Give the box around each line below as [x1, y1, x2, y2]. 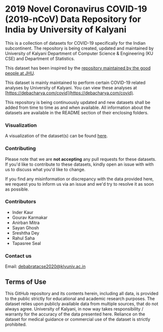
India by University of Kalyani [5, 24, 127, 35]
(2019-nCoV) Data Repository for [5, 14, 141, 25]
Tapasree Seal [12, 240, 41, 246]
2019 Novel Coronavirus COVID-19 [5, 3, 147, 15]
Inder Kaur [12, 209, 34, 215]
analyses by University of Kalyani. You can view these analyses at [5, 85, 137, 90]
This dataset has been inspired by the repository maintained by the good [5, 65, 151, 71]
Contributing [5, 145, 36, 152]
